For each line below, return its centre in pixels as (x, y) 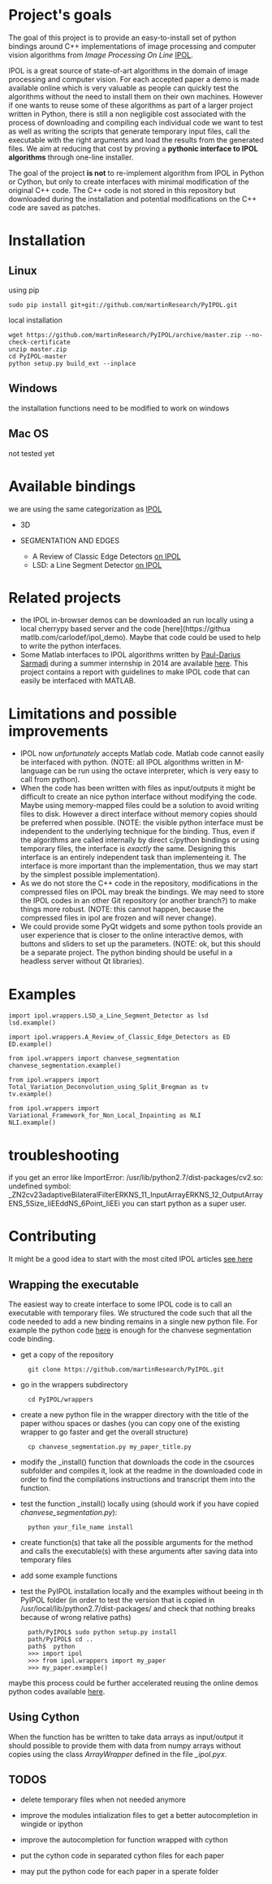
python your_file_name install (81, 1527)
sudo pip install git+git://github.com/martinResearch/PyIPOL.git (123, 305)
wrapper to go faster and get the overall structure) (104, 1432)
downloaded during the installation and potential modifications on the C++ (133, 199)
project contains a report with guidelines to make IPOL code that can (135, 672)
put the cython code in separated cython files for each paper (122, 1855)
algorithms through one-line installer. (71, 157)
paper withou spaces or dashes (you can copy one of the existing (130, 1423)
